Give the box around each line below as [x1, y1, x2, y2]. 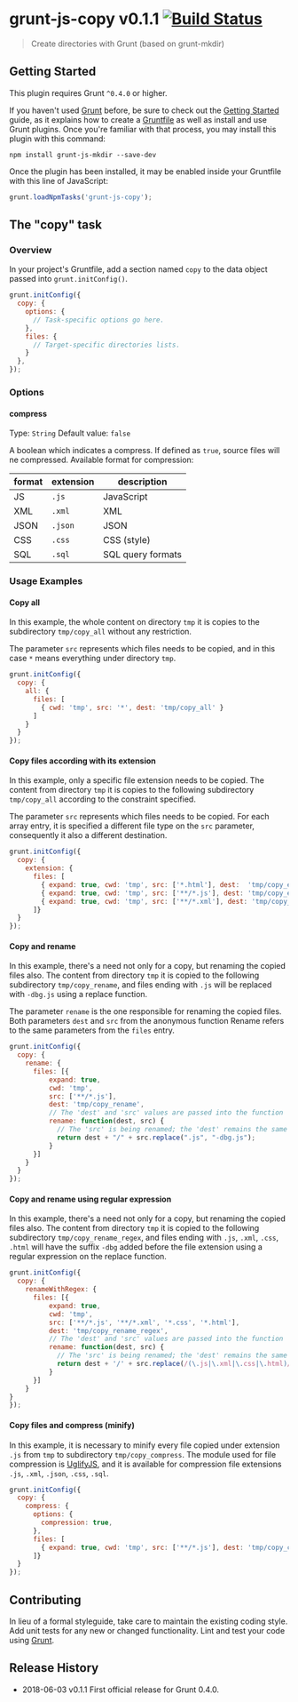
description [117, 475, 168, 488]
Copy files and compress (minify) [9, 1419, 136, 1430]
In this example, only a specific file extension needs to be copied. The [9, 775, 264, 786]
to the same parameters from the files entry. [9, 1025, 175, 1035]
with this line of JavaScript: [9, 175, 109, 186]
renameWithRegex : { [25, 1285, 98, 1294]
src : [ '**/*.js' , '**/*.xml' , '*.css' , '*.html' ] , [48, 1318, 240, 1327]
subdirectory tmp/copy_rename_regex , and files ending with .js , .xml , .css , [9, 1232, 279, 1243]
